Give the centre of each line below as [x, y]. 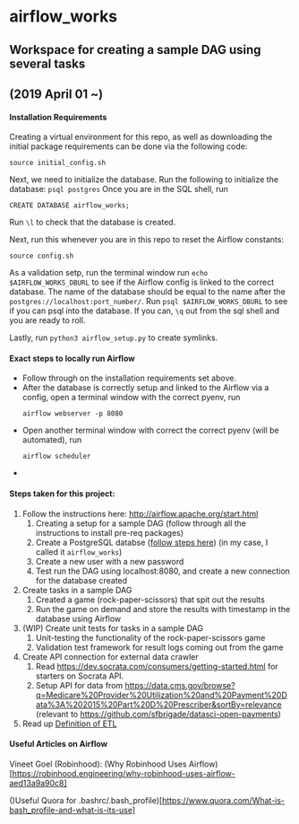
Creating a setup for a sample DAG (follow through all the [141, 523]
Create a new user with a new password [110, 561]
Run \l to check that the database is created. [93, 223]
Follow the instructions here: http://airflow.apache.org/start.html [140, 513]
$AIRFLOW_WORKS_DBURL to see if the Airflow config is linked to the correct [142, 282]
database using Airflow [78, 618]
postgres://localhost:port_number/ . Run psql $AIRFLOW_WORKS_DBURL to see [149, 302]
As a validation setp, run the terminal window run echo [109, 273]
